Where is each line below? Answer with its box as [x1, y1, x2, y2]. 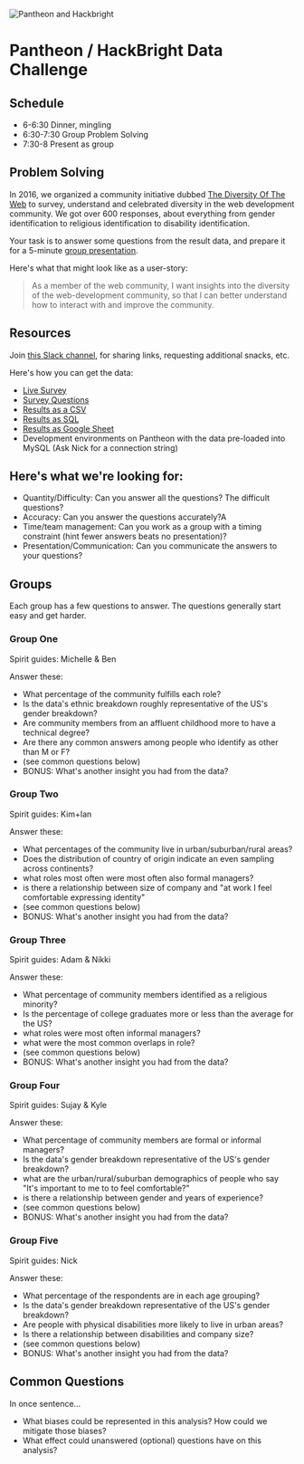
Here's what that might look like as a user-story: [9, 263, 188, 273]
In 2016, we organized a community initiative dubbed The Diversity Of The [9, 188, 286, 199]
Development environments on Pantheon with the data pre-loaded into [22, 433, 286, 444]
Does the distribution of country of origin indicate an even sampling [22, 853, 274, 864]
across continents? [22, 863, 94, 874]
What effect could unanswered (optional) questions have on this [22, 1435, 262, 1446]
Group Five [9, 1234, 59, 1247]
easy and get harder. [9, 610, 87, 621]
